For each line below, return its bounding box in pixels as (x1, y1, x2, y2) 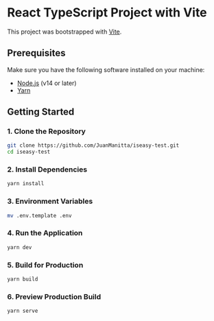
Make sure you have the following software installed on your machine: (7, 65, 205, 73)
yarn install (7, 180, 45, 187)
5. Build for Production (7, 260, 84, 270)
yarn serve (7, 307, 38, 315)
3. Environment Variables (7, 197, 93, 206)
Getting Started (7, 106, 75, 118)
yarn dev (7, 243, 32, 251)
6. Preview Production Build (7, 292, 102, 301)
